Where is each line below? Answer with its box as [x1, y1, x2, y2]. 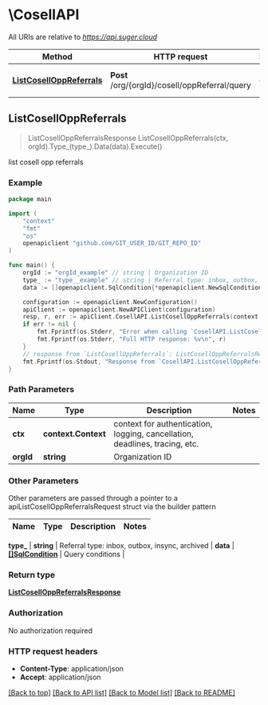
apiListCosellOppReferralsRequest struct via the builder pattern [8, 502, 217, 511]
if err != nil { [22, 320, 77, 329]
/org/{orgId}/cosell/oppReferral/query [110, 79, 251, 90]
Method [42, 50, 73, 62]
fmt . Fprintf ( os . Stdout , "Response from [22, 358, 156, 366]
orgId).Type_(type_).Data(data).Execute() [27, 142, 163, 151]
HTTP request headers [8, 646, 98, 657]
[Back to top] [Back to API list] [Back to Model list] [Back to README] [8, 687, 235, 697]
